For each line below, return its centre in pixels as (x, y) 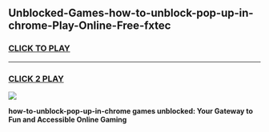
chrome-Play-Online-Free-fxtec (90, 26)
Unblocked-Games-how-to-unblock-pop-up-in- (131, 13)
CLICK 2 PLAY (36, 78)
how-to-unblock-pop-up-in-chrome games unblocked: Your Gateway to (131, 110)
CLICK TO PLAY (39, 49)
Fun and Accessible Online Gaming (68, 119)
